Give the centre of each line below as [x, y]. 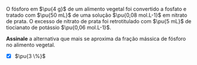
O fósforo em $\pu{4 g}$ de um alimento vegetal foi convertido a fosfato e [96, 9]
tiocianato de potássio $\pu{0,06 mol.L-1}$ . [59, 27]
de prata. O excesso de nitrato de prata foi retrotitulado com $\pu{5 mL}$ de [99, 21]
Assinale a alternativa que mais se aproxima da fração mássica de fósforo [96, 39]
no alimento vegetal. [31, 45]
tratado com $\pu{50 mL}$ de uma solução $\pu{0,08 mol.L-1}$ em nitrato [97, 15]
